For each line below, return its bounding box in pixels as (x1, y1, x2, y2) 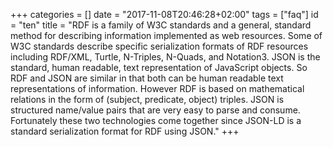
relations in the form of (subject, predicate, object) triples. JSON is (10, 94, 285, 105)
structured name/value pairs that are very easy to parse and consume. (10, 104, 301, 116)
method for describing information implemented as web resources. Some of (10, 30, 323, 41)
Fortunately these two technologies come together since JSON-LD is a (10, 115, 302, 126)
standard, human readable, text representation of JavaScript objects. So (10, 62, 308, 73)
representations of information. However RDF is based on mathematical (10, 83, 305, 94)
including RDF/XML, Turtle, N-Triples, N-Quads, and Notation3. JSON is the (10, 51, 321, 63)
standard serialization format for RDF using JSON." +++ (10, 125, 240, 137)
